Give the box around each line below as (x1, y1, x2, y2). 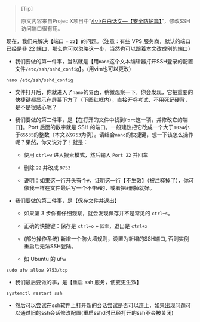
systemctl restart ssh (6, 290, 63, 296)
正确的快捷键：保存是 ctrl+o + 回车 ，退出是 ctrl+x (23, 223, 148, 229)
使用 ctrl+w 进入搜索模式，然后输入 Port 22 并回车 (23, 151, 149, 158)
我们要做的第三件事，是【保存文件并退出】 (14, 197, 120, 204)
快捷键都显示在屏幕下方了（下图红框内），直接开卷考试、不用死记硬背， (14, 96, 190, 103)
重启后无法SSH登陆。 (23, 242, 76, 250)
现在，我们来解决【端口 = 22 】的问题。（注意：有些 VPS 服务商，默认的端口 (6, 38, 191, 44)
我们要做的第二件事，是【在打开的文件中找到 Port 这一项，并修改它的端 (14, 116, 188, 123)
